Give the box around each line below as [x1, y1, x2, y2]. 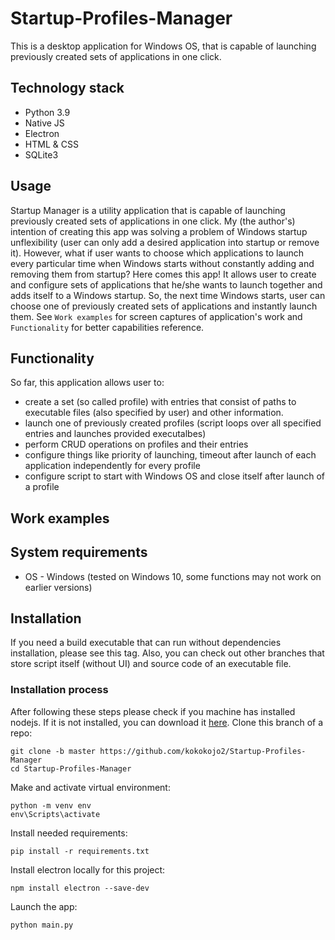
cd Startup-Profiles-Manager [10, 763, 132, 774]
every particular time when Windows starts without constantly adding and [10, 257, 315, 269]
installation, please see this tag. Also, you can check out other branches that [10, 647, 325, 659]
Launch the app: [10, 900, 78, 912]
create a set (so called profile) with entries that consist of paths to [24, 396, 297, 408]
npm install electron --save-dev [10, 883, 150, 893]
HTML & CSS [24, 138, 79, 150]
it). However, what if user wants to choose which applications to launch [10, 247, 305, 259]
